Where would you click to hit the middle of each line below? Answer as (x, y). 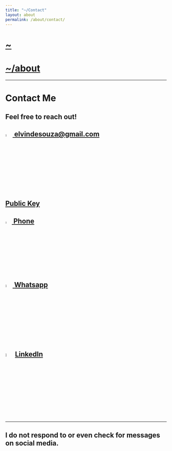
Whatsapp (31, 285)
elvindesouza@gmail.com (57, 134)
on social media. (32, 443)
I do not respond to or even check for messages (83, 435)
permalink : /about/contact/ (35, 19)
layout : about (20, 15)
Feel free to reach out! (41, 117)
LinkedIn (29, 355)
